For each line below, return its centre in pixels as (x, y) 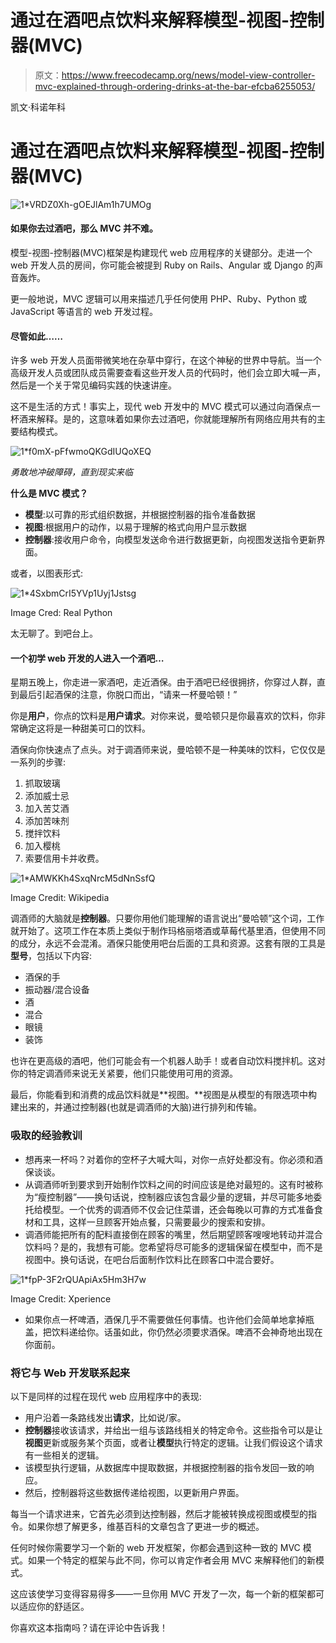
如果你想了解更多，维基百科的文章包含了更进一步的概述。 (146, 1527)
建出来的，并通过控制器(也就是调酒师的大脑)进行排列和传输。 (136, 1107)
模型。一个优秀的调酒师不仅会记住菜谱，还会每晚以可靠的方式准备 (178, 1209)
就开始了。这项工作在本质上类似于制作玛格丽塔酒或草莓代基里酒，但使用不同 (168, 931)
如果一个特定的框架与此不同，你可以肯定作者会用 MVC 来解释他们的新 (171, 1560)
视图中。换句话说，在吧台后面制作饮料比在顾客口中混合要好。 (152, 1259)
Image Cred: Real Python (61, 613)
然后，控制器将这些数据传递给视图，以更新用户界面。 (134, 1493)
